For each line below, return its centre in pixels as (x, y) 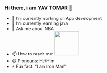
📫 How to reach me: (32, 54)
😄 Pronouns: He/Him (33, 61)
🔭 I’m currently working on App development (57, 18)
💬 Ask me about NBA (33, 29)
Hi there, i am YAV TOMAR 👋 (39, 8)
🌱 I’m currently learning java (40, 23)
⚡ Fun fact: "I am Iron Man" (39, 66)
